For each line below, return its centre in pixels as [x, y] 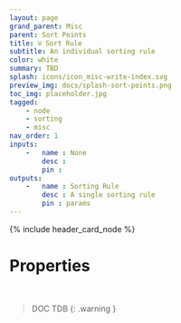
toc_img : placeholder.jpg [58, 93]
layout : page [34, 18]
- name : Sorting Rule [72, 187]
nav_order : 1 [34, 136]
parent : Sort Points [48, 34]
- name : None [57, 152]
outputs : [26, 178]
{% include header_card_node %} [72, 229]
